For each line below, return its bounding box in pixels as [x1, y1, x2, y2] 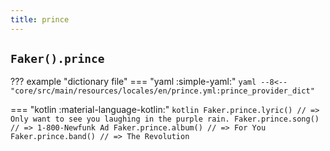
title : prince [10, 14, 70, 25]
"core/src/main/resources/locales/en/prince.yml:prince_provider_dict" [10, 86, 315, 96]
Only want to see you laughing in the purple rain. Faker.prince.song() [10, 114, 320, 125]
